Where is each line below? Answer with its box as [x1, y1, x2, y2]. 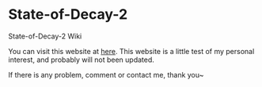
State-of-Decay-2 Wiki [8, 31, 82, 41]
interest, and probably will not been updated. [8, 55, 154, 64]
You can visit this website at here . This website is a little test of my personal [8, 46, 255, 56]
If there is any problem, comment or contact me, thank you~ [8, 70, 204, 79]
